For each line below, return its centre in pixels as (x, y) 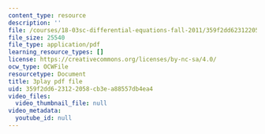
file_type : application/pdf (54, 45)
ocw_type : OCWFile (38, 67)
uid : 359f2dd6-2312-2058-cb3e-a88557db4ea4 (81, 89)
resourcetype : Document (47, 74)
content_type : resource (47, 15)
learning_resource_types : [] (56, 52)
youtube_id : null (44, 118)
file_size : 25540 (37, 37)
